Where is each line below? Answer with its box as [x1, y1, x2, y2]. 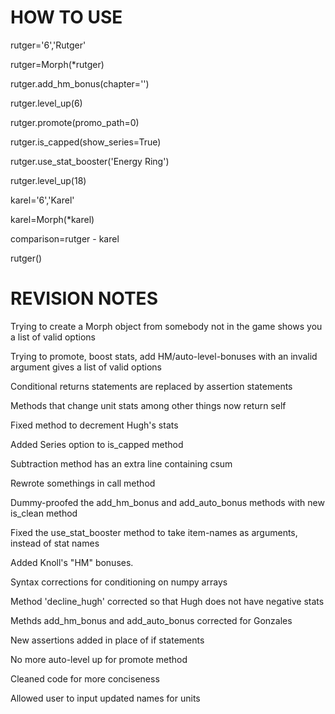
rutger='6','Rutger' [10, 39, 87, 51]
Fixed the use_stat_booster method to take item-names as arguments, [10, 526, 298, 538]
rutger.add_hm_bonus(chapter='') [10, 77, 150, 90]
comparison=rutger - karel [10, 232, 120, 245]
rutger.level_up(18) [10, 174, 87, 186]
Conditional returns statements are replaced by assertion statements [10, 380, 293, 392]
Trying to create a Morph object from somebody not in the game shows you [10, 320, 323, 332]
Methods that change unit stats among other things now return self [10, 399, 287, 411]
